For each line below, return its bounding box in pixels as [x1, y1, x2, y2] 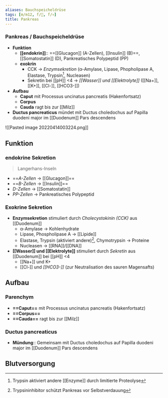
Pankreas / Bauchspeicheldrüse [5, 33, 84, 40]
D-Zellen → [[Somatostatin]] [12, 186, 71, 192]
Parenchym [5, 294, 34, 301]
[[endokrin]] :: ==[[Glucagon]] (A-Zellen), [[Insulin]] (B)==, [19, 50, 140, 56]
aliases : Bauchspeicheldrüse [5, 7, 66, 13]
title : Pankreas [5, 17, 39, 22]
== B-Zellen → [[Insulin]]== [12, 181, 68, 187]
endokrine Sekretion [5, 154, 56, 161]
